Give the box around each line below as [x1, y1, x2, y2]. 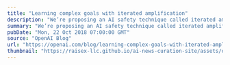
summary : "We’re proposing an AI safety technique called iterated [7, 22, 204, 29]
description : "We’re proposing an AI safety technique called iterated [7, 16, 216, 23]
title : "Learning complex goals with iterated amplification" [7, 9, 188, 17]
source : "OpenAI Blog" [7, 35, 72, 42]
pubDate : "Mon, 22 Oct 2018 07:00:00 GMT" [7, 28, 130, 36]
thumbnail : [7, 48, 38, 55]
